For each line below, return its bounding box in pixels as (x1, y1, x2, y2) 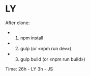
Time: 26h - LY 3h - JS (5, 66, 53, 72)
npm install (20, 35, 43, 41)
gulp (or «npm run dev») (20, 45, 72, 51)
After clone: (5, 20, 30, 26)
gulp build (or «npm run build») (20, 56, 85, 62)
